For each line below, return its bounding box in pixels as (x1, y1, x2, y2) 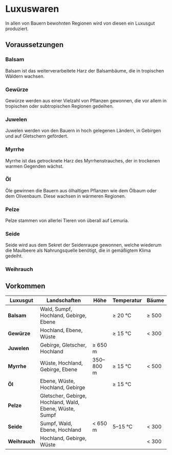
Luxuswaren (5, 3, 59, 15)
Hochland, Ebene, (40, 327, 83, 334)
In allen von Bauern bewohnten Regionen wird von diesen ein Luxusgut (5, 20, 155, 26)
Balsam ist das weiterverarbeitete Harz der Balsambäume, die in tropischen (5, 67, 164, 74)
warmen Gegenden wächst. (5, 163, 64, 169)
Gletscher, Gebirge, (40, 392, 87, 399)
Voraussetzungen (5, 41, 64, 49)
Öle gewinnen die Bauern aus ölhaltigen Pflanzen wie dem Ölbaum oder (5, 187, 157, 193)
